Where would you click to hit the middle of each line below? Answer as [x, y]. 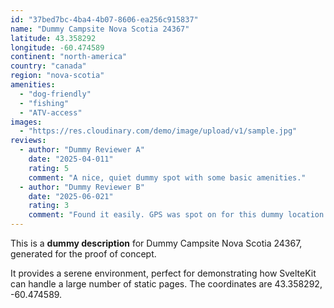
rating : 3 [49, 206]
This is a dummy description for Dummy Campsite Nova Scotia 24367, [156, 243]
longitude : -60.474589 [57, 47]
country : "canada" [48, 66]
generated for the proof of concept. [83, 254]
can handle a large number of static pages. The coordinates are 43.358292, [166, 284]
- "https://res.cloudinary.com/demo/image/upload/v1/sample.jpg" [158, 131]
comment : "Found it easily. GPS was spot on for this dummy [156, 215]
